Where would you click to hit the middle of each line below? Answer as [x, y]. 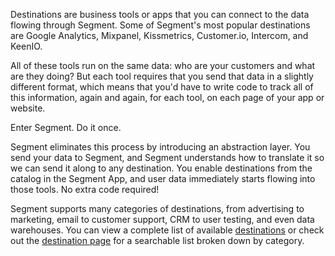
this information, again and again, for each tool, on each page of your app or [167, 97]
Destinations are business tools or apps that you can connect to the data [160, 14]
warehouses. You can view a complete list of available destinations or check [167, 230]
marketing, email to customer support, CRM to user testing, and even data [162, 219]
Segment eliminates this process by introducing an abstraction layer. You [160, 147]
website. [28, 108]
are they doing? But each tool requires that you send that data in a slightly [162, 76]
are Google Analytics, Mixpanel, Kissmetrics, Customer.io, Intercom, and [159, 35]
